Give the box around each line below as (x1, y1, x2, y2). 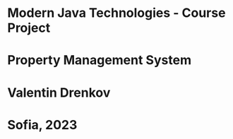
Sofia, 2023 (7, 116, 78, 133)
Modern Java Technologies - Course (7, 5, 226, 21)
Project (7, 20, 51, 36)
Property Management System (7, 52, 192, 68)
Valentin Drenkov (7, 85, 111, 100)
